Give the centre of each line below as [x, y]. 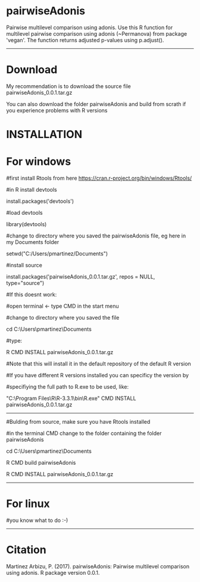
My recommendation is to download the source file [68, 86]
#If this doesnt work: [32, 295]
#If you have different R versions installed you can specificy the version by [98, 375]
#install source [24, 265]
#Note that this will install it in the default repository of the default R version [99, 364]
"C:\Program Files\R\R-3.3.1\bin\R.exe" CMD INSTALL [71, 398]
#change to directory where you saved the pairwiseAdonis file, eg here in [96, 236]
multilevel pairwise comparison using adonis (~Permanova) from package [97, 33]
